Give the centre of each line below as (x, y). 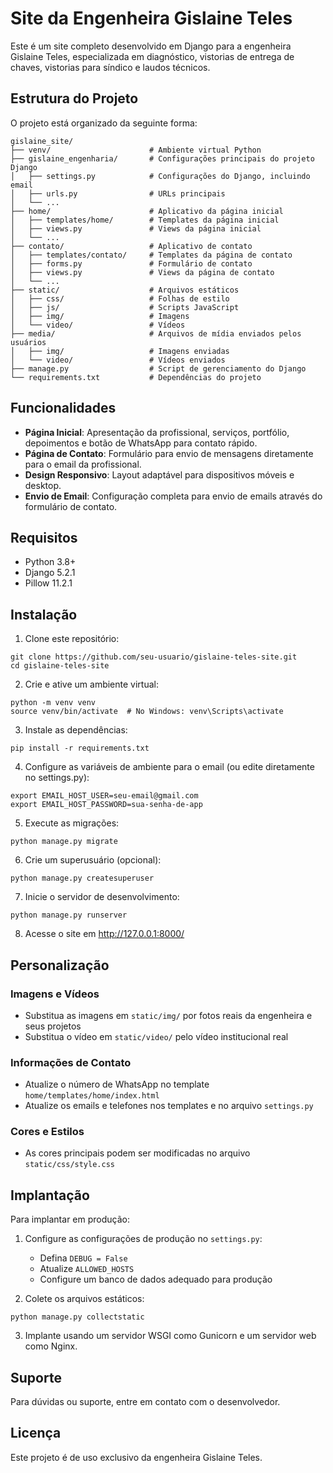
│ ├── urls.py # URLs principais (118, 193)
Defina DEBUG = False (83, 1258)
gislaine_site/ (42, 141)
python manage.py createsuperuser (82, 878)
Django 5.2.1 (50, 573)
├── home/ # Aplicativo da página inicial (147, 211)
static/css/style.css (69, 1165)
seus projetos (53, 1026)
